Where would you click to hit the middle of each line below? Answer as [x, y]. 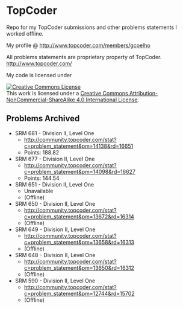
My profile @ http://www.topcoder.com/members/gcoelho [78, 45]
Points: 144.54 [42, 178]
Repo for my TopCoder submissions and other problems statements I [92, 27]
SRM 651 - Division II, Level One [54, 184]
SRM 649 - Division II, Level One [55, 229]
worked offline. [25, 33]
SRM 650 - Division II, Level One [55, 203]
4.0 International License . [108, 100]
